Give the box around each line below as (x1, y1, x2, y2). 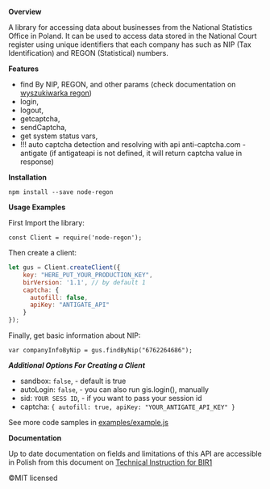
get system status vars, (19, 131, 98, 141)
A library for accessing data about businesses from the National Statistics (8, 23, 252, 32)
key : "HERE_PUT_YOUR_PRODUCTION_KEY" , (23, 271, 153, 279)
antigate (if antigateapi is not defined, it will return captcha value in (19, 149, 243, 158)
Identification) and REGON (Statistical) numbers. (8, 48, 169, 57)
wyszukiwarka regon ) (19, 88, 93, 98)
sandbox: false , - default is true (19, 376, 127, 386)
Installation (8, 173, 47, 182)
